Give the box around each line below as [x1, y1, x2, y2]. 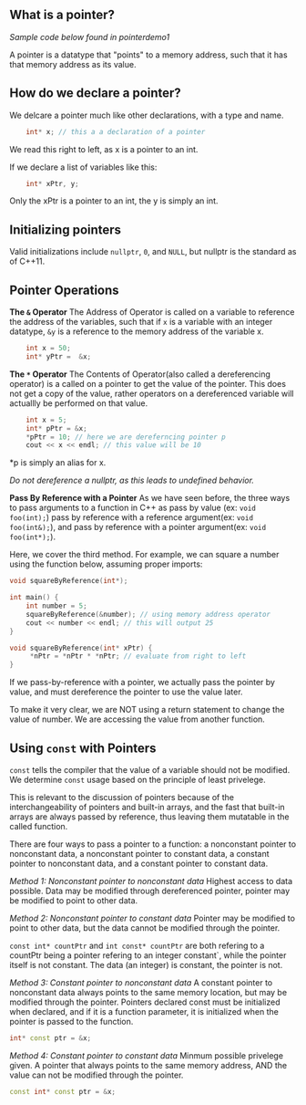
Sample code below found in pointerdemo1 [9, 31, 170, 42]
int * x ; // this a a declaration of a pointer [25, 127, 206, 136]
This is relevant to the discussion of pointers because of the [9, 791, 235, 802]
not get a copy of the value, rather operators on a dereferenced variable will [9, 388, 294, 399]
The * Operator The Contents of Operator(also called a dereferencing [9, 369, 271, 380]
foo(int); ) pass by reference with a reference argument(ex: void [9, 512, 253, 523]
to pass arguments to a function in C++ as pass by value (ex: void [9, 502, 257, 514]
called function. [9, 820, 68, 831]
